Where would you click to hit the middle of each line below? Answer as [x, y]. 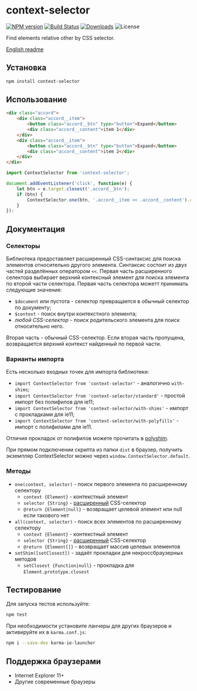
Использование [37, 100]
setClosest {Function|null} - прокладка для [79, 565]
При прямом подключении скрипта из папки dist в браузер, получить [94, 450]
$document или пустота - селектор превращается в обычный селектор [102, 301]
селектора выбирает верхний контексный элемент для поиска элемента [98, 277]
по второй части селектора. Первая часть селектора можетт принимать [97, 284]
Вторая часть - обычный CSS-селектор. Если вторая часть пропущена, [96, 338]
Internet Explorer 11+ [39, 675]
